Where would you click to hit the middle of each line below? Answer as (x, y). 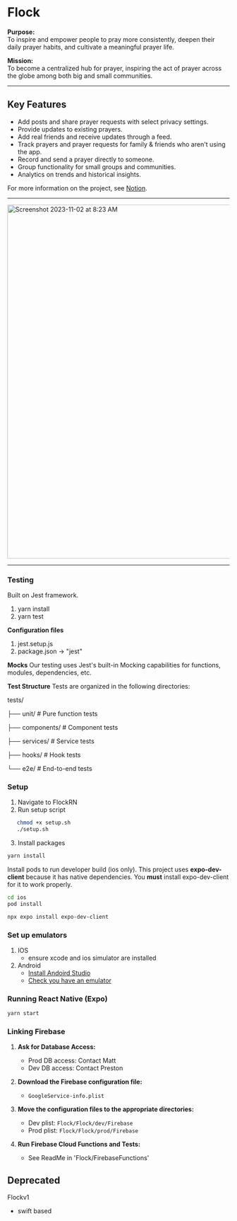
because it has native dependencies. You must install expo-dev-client (127, 877)
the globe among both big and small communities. (80, 76)
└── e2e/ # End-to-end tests (50, 769)
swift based (34, 1211)
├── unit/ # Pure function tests (53, 714)
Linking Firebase (36, 1031)
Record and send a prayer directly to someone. (86, 159)
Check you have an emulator (69, 980)
